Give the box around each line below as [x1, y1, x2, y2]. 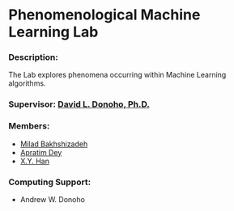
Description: [8, 52, 58, 63]
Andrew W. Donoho [19, 195, 85, 204]
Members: [8, 120, 50, 132]
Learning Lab [8, 23, 99, 41]
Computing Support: [8, 176, 91, 188]
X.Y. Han [19, 156, 50, 166]
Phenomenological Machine [8, 6, 201, 24]
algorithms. [8, 78, 46, 88]
